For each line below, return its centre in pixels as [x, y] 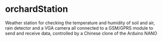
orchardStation [36, 9]
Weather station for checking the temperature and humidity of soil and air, [80, 23]
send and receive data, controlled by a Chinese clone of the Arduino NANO [81, 33]
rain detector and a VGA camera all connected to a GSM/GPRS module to [79, 28]
